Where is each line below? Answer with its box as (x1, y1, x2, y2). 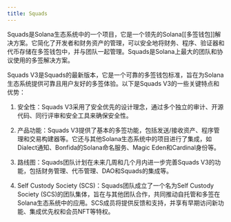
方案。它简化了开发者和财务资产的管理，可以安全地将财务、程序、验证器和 (12, 39, 225, 47)
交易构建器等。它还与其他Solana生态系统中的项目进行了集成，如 (29, 134, 212, 142)
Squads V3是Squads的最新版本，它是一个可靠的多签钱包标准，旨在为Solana (7, 71, 224, 79)
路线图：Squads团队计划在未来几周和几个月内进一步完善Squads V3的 (17, 158, 215, 166)
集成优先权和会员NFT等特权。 (29, 207, 114, 215)
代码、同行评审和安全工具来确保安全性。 (17, 111, 132, 120)
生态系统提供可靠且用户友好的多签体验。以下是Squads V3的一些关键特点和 (7, 79, 219, 87)
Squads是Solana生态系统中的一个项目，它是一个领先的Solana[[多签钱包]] (7, 30, 215, 38)
